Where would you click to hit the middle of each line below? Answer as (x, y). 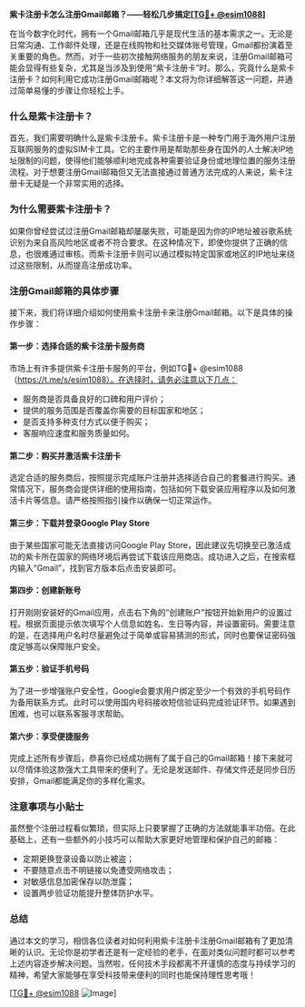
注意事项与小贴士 (47, 807)
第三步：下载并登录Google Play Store (79, 523)
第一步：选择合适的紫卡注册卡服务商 (77, 346)
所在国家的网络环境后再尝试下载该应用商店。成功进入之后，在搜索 (164, 556)
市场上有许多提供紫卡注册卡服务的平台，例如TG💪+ (103, 369)
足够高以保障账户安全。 (61, 646)
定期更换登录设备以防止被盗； (78, 859)
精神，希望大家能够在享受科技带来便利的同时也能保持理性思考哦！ (133, 974)
